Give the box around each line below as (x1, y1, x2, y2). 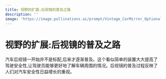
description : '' (5, 12, 39, 17)
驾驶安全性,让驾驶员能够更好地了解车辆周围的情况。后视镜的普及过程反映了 (5, 63, 158, 69)
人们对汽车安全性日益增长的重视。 (5, 69, 75, 75)
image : (5, 16, 19, 21)
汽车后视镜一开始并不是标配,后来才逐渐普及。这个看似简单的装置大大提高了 (5, 56, 158, 62)
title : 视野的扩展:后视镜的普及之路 (5, 7, 71, 12)
